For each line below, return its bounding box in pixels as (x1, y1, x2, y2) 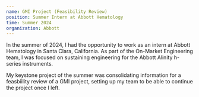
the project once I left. (6, 84, 61, 92)
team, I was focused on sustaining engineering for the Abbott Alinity (6, 54, 173, 61)
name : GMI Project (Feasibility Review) (6, 8, 108, 15)
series (6, 60, 21, 67)
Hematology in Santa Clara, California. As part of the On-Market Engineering (6, 48, 193, 55)
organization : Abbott (6, 25, 60, 31)
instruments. (22, 60, 53, 67)
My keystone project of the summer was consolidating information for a (6, 72, 181, 79)
